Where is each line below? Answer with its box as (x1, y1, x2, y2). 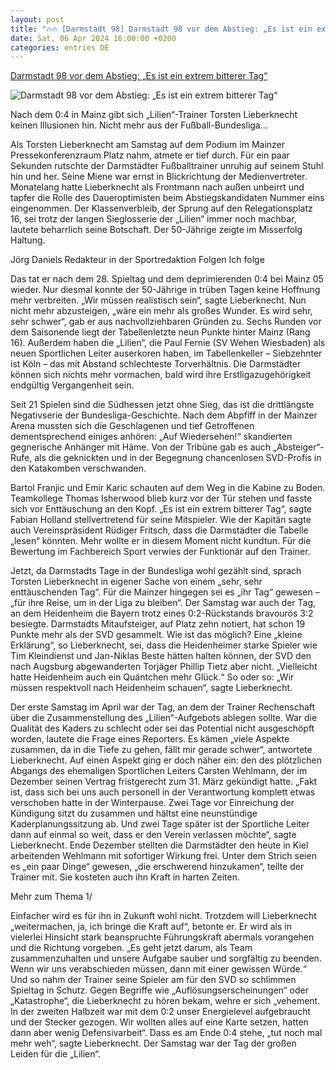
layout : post (10, 14, 65, 25)
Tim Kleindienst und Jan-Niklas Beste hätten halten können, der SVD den (10, 650, 312, 662)
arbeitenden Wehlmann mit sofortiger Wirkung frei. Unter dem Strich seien (10, 850, 317, 862)
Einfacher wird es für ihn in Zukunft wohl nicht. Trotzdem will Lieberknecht (10, 910, 317, 922)
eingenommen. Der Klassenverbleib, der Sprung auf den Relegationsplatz (10, 202, 313, 215)
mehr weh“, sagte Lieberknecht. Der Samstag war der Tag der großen (10, 1037, 297, 1050)
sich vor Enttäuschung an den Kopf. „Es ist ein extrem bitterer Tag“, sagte (10, 503, 313, 515)
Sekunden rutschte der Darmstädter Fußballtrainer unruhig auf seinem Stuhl (10, 160, 324, 172)
